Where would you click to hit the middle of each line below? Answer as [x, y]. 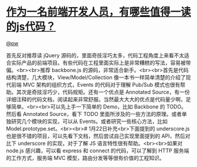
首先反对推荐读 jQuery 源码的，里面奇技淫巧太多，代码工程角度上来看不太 [95, 55]
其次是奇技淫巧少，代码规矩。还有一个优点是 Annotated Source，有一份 [103, 92]
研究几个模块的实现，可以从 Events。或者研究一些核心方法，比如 [89, 121]
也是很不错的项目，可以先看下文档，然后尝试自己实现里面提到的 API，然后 [96, 136]
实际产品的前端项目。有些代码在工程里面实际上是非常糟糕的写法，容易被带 [101, 63]
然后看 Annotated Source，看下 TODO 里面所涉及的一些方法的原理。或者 [94, 114]
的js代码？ [31, 27]
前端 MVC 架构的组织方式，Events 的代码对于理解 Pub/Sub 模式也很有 [96, 84]
